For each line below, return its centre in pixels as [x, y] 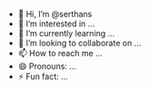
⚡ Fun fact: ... [43, 76]
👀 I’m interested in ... [56, 24]
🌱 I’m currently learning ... [66, 33]
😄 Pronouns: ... [47, 66]
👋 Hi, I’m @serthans [55, 14]
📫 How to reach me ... [60, 53]
